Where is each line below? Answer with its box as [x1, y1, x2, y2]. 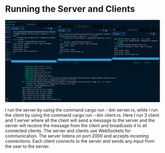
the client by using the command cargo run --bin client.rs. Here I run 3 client [5, 112, 160, 118]
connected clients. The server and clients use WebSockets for [5, 128, 131, 133]
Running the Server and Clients [5, 3, 135, 15]
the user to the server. [5, 143, 50, 149]
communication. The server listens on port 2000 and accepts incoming [5, 133, 149, 139]
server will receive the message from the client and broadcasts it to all [5, 122, 147, 128]
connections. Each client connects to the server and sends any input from [5, 138, 155, 144]
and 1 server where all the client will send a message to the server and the [5, 117, 155, 123]
